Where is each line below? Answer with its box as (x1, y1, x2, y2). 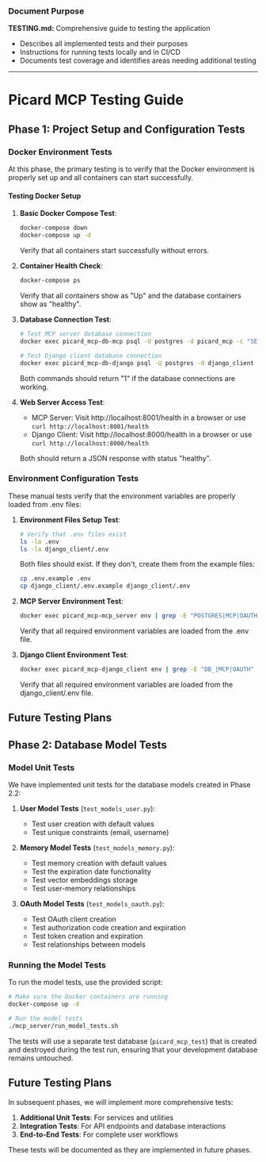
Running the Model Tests (8, 959, 107, 970)
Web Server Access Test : (19, 397, 105, 406)
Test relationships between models (31, 940, 146, 949)
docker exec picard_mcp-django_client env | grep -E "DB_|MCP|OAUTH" (19, 665, 255, 674)
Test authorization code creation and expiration (31, 923, 186, 932)
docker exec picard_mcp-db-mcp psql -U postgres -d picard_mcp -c (19, 337, 244, 345)
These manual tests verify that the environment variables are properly (8, 491, 236, 501)
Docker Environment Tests (8, 146, 112, 157)
